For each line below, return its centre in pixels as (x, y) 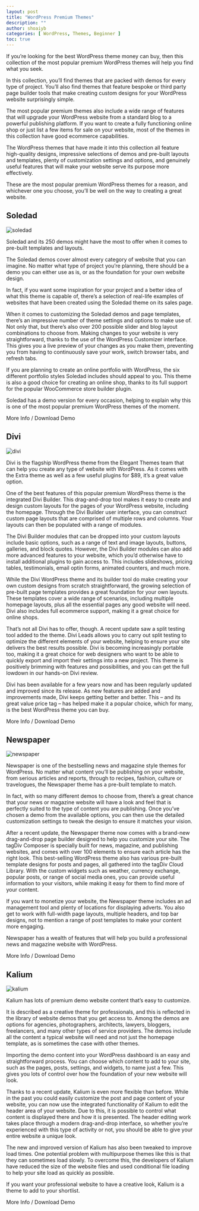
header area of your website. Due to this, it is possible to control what (91, 1111)
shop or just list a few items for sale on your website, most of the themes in (98, 130)
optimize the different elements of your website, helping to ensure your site (98, 641)
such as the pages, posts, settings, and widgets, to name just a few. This (95, 1068)
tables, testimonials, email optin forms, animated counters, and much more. (98, 568)
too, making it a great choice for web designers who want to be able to (93, 654)
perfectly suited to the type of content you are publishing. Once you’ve (93, 809)
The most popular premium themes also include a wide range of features (95, 111)
